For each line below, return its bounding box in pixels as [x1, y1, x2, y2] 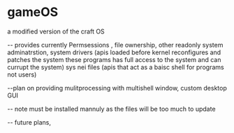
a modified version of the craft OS [7, 27, 105, 36]
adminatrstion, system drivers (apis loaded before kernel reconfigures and [7, 48, 221, 56]
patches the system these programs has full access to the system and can [7, 55, 221, 63]
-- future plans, [7, 118, 51, 126]
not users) [7, 70, 37, 79]
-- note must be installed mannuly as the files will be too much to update [7, 104, 216, 113]
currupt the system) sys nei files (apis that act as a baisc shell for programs [7, 63, 225, 71]
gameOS [7, 4, 59, 20]
